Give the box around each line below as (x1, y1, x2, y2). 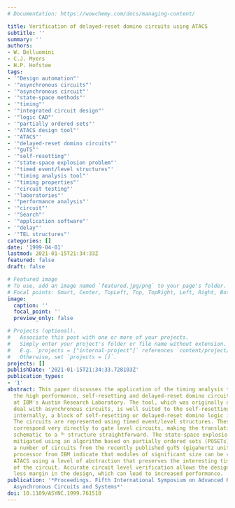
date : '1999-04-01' (7, 244, 64, 251)
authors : (7, 43, 33, 50)
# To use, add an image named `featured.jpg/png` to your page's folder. (7, 282, 227, 289)
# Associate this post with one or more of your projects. (7, 334, 190, 341)
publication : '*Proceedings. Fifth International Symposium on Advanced (7, 477, 224, 484)
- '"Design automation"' (7, 75, 80, 82)
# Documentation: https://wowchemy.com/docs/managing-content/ (7, 10, 196, 17)
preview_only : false (13, 315, 73, 322)
